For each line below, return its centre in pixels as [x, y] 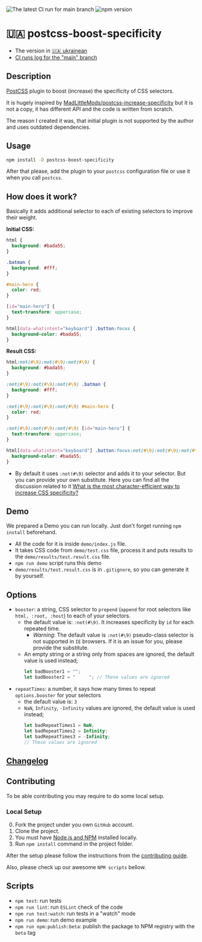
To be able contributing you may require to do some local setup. [85, 796]
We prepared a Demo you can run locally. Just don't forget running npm [94, 526]
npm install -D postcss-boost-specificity [60, 160]
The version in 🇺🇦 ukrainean [51, 51]
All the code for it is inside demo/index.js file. [71, 544]
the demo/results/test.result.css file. [63, 557]
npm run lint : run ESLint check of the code [69, 907]
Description [29, 76]
